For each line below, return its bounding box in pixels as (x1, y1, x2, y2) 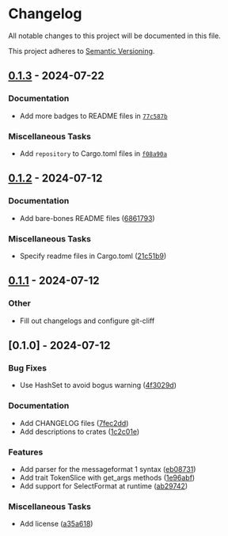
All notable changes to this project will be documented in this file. (8, 31, 222, 40)
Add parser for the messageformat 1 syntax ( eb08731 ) (19, 464, 196, 473)
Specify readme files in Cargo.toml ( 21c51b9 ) (19, 251, 167, 260)
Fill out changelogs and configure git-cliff (19, 316, 155, 325)
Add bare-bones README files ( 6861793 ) (19, 213, 156, 222)
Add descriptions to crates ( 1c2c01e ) (19, 427, 140, 436)
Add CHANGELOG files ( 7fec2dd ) (19, 418, 129, 428)
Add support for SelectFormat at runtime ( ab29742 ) (19, 481, 188, 491)
